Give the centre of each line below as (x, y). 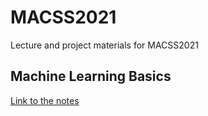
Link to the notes (45, 100)
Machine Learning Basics (91, 76)
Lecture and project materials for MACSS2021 (104, 45)
